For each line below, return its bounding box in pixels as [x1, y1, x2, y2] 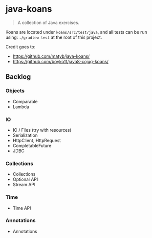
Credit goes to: [5, 44, 36, 49]
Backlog [5, 72, 31, 81]
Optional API [12, 176, 38, 182]
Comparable [12, 98, 38, 104]
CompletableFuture [12, 143, 52, 148]
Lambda [12, 104, 29, 110]
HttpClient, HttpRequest [12, 137, 61, 143]
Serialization [12, 132, 38, 138]
